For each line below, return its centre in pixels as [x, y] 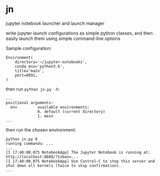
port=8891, [26, 75]
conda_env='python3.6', [40, 66]
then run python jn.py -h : [33, 89]
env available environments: [50, 107]
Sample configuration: [29, 48]
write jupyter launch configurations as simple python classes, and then [79, 33]
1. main [45, 116]
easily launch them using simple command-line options [63, 38]
